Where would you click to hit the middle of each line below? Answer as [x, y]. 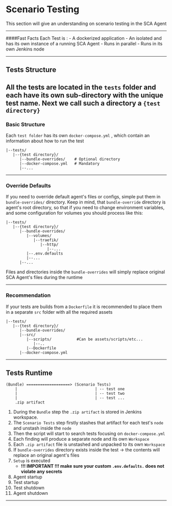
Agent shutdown [30, 493]
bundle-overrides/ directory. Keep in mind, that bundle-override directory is [86, 202]
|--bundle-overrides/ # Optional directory [70, 159]
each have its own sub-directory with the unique [85, 95]
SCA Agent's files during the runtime [44, 277]
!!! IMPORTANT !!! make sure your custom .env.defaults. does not [93, 466]
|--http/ [49, 245]
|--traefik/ [46, 240]
